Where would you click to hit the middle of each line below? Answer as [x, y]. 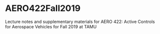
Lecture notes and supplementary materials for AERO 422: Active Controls [80, 22]
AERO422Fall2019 [43, 8]
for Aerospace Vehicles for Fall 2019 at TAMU [51, 26]
